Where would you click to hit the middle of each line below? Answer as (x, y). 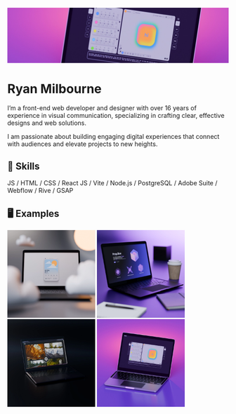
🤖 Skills (24, 166)
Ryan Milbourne (54, 89)
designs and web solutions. (47, 123)
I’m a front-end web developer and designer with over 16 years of (102, 108)
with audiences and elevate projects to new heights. (83, 144)
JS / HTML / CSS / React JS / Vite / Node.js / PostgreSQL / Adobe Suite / (112, 183)
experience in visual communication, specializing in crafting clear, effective (116, 116)
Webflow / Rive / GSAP (40, 191)
